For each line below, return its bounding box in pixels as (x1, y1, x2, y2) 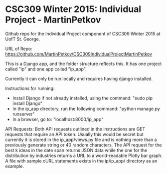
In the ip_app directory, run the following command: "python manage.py (12, 105, 161, 111)
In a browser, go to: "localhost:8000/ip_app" (12, 116, 104, 122)
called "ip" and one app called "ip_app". (5, 66, 87, 72)
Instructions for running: (5, 85, 55, 91)
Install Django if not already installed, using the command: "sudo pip (12, 95, 153, 101)
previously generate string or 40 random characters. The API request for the (5, 141, 162, 148)
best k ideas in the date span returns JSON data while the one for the (5, 147, 148, 153)
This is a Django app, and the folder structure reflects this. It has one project (5, 60, 162, 66)
